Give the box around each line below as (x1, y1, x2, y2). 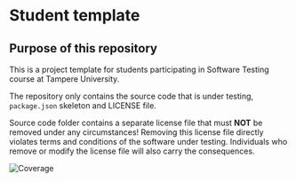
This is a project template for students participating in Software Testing (9, 64, 269, 75)
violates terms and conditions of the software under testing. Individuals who (9, 137, 288, 146)
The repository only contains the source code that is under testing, (9, 91, 254, 101)
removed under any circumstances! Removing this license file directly (9, 127, 264, 138)
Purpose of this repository (9, 41, 158, 56)
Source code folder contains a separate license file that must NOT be (9, 117, 263, 128)
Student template (9, 5, 140, 26)
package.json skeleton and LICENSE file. (9, 100, 157, 111)
